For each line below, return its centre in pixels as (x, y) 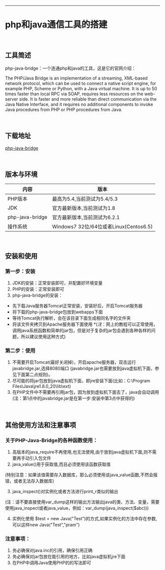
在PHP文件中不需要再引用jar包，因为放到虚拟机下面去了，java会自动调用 (86, 392)
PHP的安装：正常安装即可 (38, 289)
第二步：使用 (20, 350)
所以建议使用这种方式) (43, 337)
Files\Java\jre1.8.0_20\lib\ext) (41, 386)
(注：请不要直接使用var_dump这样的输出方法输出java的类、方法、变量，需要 (82, 502)
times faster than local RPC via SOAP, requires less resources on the (74, 94)
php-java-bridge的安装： (37, 295)
